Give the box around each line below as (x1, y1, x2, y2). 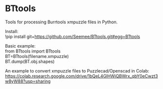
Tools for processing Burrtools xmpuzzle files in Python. (5, 19, 118, 25)
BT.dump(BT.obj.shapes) (5, 58, 55, 64)
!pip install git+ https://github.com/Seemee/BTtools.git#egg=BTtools (5, 34, 141, 39)
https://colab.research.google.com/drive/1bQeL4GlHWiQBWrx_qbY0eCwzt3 (5, 73, 158, 79)
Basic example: (5, 43, 36, 49)
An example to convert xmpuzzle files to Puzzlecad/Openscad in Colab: (5, 68, 150, 73)
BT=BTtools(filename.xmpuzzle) (5, 53, 69, 59)
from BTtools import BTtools (5, 48, 61, 54)
